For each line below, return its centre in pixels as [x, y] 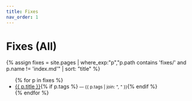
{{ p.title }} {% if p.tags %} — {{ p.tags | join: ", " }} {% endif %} [86, 87]
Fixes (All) [32, 46]
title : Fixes [22, 12]
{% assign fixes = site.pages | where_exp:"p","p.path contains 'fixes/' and [96, 63]
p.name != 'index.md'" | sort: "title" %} [53, 69]
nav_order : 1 [22, 17]
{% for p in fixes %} [39, 80]
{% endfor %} [32, 93]
